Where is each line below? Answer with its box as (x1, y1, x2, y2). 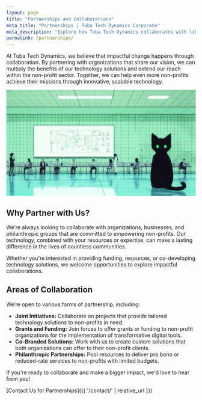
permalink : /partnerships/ (6, 35, 74, 42)
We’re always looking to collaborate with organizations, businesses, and (6, 223, 185, 231)
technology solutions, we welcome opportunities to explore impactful (6, 260, 177, 268)
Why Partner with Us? (6, 208, 90, 218)
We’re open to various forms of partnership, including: (6, 301, 140, 308)
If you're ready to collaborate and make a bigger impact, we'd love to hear (6, 369, 190, 376)
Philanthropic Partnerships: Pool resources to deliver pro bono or (14, 351, 179, 358)
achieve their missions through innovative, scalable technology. (6, 78, 164, 85)
